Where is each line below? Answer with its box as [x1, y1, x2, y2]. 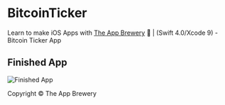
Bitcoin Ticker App [7, 35, 62, 44]
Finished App [7, 57, 67, 69]
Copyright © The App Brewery [7, 89, 97, 97]
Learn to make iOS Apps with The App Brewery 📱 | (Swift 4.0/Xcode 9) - [7, 28, 219, 37]
